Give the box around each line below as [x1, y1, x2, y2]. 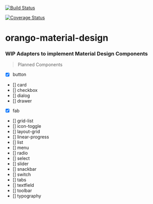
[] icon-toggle [12, 123, 42, 129]
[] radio [12, 149, 28, 156]
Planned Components [17, 62, 63, 68]
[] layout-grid [12, 128, 40, 134]
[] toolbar [12, 187, 32, 193]
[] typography [12, 192, 41, 199]
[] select [12, 155, 30, 161]
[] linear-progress [12, 134, 49, 140]
